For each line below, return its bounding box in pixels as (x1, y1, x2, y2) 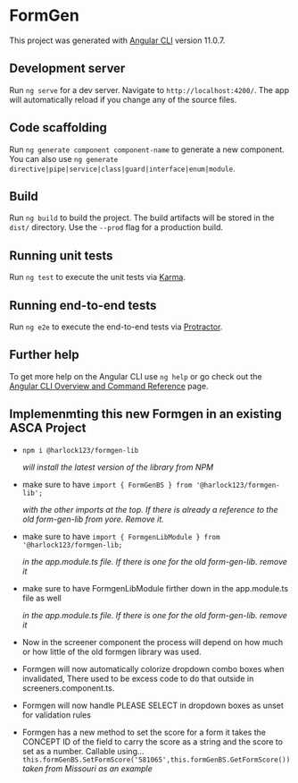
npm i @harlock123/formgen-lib (21, 446, 139, 455)
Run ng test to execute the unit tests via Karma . (9, 272, 186, 283)
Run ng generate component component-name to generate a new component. (9, 144, 286, 155)
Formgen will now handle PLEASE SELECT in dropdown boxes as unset (21, 700, 284, 711)
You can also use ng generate (9, 153, 119, 164)
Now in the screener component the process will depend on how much (21, 636, 284, 647)
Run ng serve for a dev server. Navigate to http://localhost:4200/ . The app (9, 84, 290, 95)
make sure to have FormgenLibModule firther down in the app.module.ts (21, 583, 288, 593)
